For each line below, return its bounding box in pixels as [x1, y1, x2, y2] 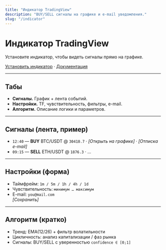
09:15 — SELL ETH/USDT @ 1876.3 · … [12, 149, 91, 155]
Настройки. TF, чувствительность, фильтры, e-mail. [12, 101, 123, 107]
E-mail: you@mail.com [12, 191, 55, 197]
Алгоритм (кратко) [5, 215, 67, 224]
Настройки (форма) [5, 167, 70, 176]
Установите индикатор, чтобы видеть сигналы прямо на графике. [5, 54, 143, 60]
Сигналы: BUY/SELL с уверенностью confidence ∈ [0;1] [12, 239, 131, 245]
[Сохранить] [12, 196, 39, 203]
